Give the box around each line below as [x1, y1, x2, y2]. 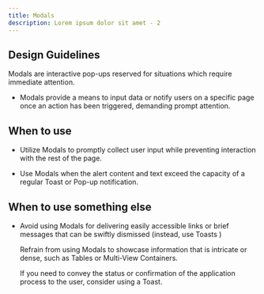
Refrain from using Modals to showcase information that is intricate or [19, 244, 247, 254]
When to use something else [8, 200, 152, 213]
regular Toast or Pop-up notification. [19, 177, 139, 187]
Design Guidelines [8, 48, 100, 62]
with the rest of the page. [19, 153, 103, 163]
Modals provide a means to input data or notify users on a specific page [19, 92, 255, 103]
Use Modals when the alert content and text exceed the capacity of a [19, 169, 245, 179]
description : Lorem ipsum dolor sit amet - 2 [8, 19, 160, 27]
